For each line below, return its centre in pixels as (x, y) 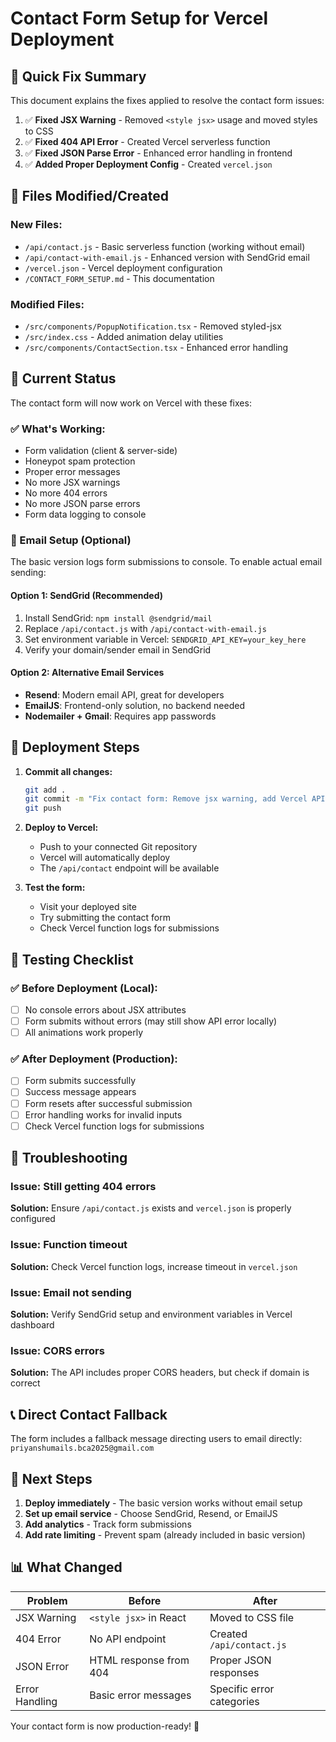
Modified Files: (47, 304)
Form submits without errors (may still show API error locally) (151, 1021)
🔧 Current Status (63, 378)
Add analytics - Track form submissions (108, 1524)
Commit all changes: (68, 771)
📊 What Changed (66, 1567)
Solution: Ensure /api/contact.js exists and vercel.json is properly (151, 1208)
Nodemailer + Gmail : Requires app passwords (120, 716)
